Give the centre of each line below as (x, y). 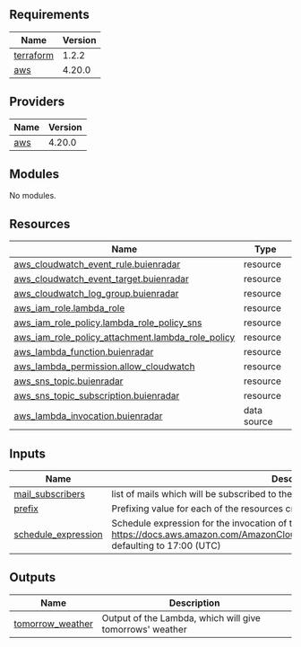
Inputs (28, 453)
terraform (34, 55)
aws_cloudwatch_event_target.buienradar (102, 279)
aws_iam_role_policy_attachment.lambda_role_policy (125, 338)
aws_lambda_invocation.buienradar (88, 416)
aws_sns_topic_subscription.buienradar (97, 396)
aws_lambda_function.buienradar (84, 352)
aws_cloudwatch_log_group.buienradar (96, 294)
